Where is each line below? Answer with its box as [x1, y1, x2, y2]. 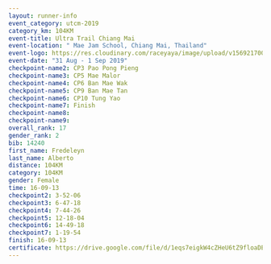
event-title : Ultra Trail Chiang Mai [8, 34, 135, 43]
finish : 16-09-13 [8, 237, 67, 245]
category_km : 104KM [8, 27, 74, 35]
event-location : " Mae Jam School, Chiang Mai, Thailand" [8, 42, 207, 50]
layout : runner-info [8, 11, 78, 20]
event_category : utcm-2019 [8, 19, 99, 27]
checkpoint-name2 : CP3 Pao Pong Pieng [8, 64, 139, 72]
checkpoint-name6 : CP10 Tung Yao [8, 94, 121, 102]
